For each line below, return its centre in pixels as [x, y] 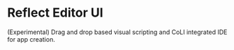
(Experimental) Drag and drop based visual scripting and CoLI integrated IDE [117, 32]
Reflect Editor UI [55, 13]
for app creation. [31, 39]
